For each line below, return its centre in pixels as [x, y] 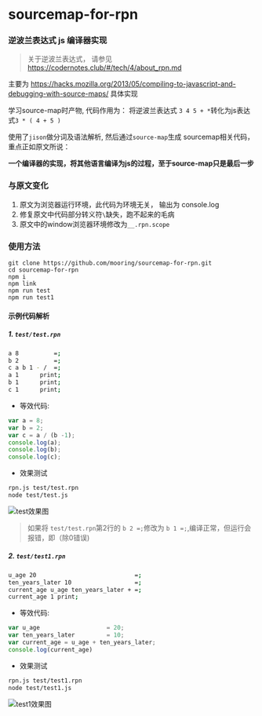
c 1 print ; [35, 390]
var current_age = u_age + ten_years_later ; [82, 643]
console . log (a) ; [35, 442]
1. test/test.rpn [35, 334]
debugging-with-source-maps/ [58, 94]
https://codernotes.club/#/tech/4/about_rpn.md [104, 68]
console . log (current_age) [50, 649]
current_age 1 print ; [44, 597]
